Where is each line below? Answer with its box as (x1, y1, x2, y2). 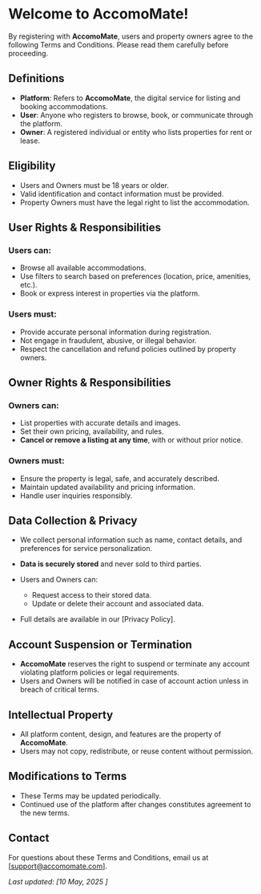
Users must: (8, 308, 58, 320)
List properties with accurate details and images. (19, 418, 181, 428)
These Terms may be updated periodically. (19, 790, 162, 800)
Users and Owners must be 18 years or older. (19, 180, 170, 190)
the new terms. (19, 808, 70, 818)
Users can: (8, 244, 52, 255)
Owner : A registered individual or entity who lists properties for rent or (19, 127, 253, 137)
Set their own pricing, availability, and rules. (19, 427, 164, 436)
